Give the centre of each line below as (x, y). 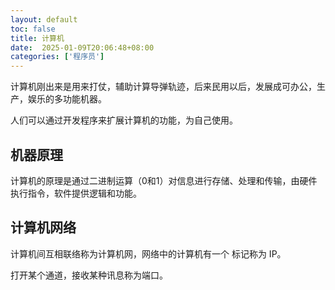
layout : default (44, 19)
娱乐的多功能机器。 (67, 99)
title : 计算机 (37, 38)
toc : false (33, 29)
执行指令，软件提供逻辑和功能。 (76, 193)
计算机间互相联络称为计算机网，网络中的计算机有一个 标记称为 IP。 (148, 253)
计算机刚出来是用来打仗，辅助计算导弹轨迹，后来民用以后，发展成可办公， (163, 87)
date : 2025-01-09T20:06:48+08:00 (82, 47)
